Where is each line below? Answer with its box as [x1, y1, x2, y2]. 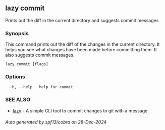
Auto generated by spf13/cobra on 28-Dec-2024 [5, 119, 107, 125]
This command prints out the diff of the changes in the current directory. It [5, 41, 160, 47]
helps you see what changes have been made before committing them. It [5, 47, 157, 53]
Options [5, 73, 25, 80]
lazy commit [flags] [5, 62, 49, 67]
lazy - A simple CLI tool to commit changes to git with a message [12, 107, 148, 113]
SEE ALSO [5, 96, 31, 103]
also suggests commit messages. [5, 52, 75, 58]
